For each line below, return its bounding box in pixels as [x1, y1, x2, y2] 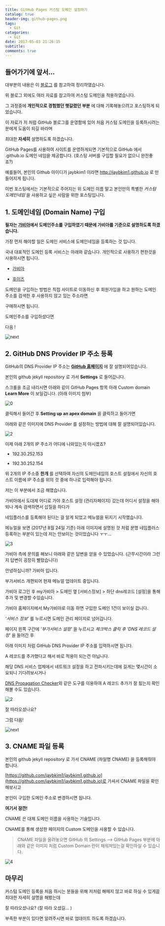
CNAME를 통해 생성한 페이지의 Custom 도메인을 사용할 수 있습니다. [5, 826, 135, 832]
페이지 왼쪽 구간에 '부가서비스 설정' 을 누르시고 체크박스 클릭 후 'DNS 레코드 [5, 626, 151, 632]
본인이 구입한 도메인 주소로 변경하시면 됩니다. [5, 794, 92, 800]
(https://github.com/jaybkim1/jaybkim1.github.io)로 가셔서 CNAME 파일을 [5, 778, 150, 784]
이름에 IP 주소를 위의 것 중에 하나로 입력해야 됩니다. [14, 476, 113, 483]
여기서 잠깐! [5, 805, 28, 811]
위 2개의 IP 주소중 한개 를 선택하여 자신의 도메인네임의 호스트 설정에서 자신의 [5, 470, 152, 476]
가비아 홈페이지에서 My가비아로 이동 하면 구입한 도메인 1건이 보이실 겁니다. [5, 605, 149, 611]
